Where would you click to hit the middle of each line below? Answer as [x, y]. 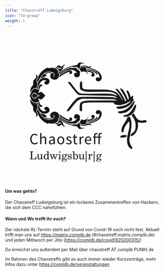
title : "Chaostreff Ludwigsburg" [39, 10]
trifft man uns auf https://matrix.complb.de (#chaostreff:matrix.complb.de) [80, 235]
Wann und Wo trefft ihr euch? [35, 218]
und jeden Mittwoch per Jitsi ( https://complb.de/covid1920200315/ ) [73, 240]
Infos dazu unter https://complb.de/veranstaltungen [57, 264]
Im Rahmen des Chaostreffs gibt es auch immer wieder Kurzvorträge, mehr [81, 259]
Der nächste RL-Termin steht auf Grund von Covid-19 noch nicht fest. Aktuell [82, 230]
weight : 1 [15, 21]
